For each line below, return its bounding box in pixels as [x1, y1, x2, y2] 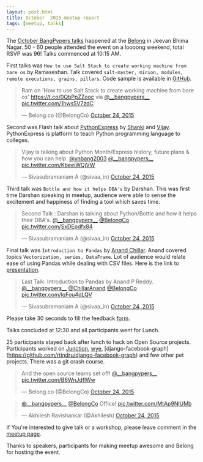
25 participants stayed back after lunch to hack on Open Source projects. [6, 338, 191, 346]
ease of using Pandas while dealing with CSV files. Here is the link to [6, 259, 179, 267]
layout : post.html [6, 9, 53, 15]
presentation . [6, 266, 40, 274]
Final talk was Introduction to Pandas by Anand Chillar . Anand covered [6, 247, 186, 254]
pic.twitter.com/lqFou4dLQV [21, 291, 93, 299]
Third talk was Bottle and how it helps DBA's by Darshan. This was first [6, 185, 190, 193]
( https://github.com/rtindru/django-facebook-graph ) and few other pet [6, 351, 185, 359]
